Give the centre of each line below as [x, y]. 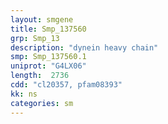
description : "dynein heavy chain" [84, 47]
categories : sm [42, 103]
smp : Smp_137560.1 [48, 57]
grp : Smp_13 [35, 38]
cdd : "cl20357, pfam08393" [66, 85]
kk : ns [24, 94]
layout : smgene [42, 19]
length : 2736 [40, 76]
